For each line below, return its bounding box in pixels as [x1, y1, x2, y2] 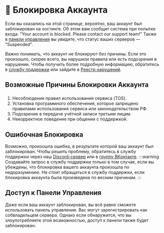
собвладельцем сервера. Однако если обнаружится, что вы [5, 212, 132, 218]
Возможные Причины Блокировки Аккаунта [5, 81, 149, 89]
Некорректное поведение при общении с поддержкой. [12, 116, 128, 122]
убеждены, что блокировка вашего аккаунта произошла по [5, 164, 130, 170]
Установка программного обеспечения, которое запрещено [12, 100, 139, 107]
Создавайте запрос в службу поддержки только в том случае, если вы [5, 159, 154, 165]
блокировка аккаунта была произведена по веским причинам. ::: [5, 175, 142, 181]
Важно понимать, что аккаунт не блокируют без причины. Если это [5, 51, 147, 57]
